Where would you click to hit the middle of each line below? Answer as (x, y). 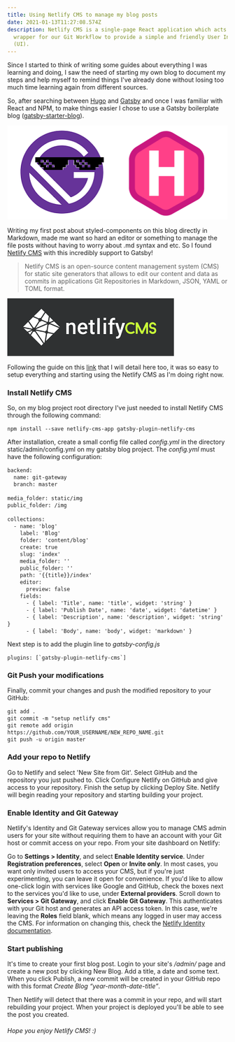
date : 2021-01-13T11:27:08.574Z (54, 22)
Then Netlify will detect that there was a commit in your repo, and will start (115, 1000)
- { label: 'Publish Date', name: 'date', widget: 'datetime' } (121, 610)
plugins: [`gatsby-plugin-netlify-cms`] (67, 658)
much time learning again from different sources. (78, 87)
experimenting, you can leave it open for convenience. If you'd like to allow (115, 878)
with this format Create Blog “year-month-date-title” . (84, 986)
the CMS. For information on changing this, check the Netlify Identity (106, 923)
